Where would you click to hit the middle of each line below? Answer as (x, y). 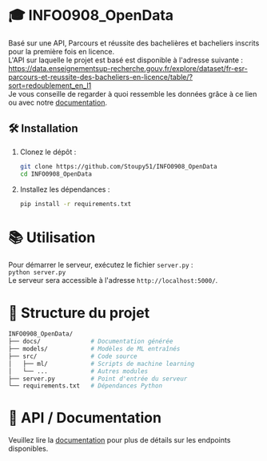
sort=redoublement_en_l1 (50, 85)
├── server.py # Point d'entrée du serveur (98, 379)
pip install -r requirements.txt (76, 204)
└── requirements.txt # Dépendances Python (85, 386)
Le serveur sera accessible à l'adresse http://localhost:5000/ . (113, 280)
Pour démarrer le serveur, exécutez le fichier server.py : (101, 265)
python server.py (37, 272)
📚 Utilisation (52, 237)
